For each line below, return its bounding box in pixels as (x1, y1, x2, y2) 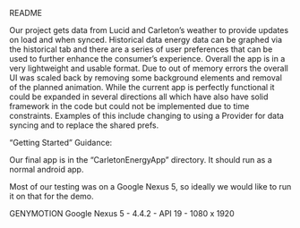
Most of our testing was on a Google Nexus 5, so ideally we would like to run (9, 182, 292, 191)
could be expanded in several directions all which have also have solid (9, 91, 269, 102)
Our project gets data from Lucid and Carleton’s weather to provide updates (9, 25, 289, 35)
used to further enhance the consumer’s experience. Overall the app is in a (9, 54, 286, 63)
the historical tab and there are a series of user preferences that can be (9, 44, 273, 55)
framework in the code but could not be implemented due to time (9, 101, 250, 111)
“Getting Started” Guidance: (9, 138, 113, 148)
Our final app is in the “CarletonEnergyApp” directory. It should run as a (9, 155, 273, 165)
